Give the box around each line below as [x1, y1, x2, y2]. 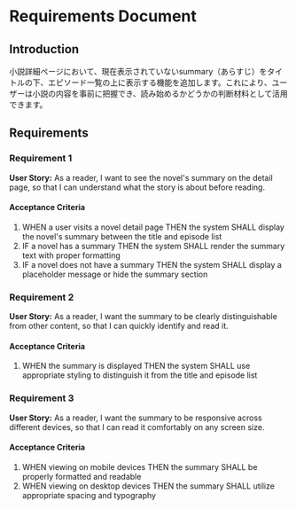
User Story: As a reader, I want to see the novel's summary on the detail [9, 172, 273, 183]
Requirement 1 [9, 153, 73, 165]
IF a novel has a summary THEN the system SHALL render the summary [21, 240, 285, 251]
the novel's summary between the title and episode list [21, 231, 222, 241]
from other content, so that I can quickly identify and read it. [9, 321, 229, 332]
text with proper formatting [21, 250, 121, 261]
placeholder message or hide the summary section [21, 269, 208, 279]
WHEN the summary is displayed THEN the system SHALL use [21, 361, 251, 372]
